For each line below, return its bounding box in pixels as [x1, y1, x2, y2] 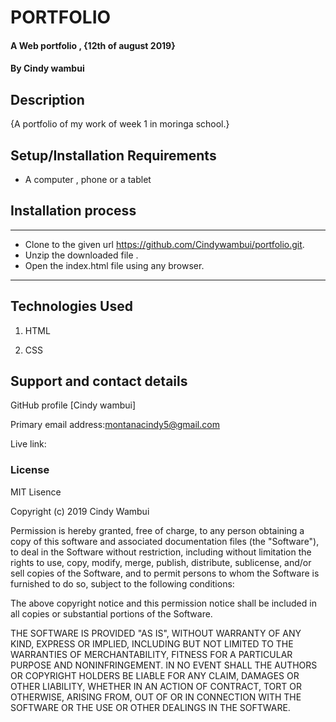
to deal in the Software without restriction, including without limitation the [10, 546, 312, 558]
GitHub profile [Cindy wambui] [10, 399, 137, 411]
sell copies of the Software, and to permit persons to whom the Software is [10, 567, 320, 579]
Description [10, 91, 85, 108]
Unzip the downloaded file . [24, 249, 139, 261]
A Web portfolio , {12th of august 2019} [10, 39, 176, 51]
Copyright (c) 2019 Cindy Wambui [10, 505, 150, 517]
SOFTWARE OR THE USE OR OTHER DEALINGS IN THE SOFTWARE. [10, 701, 291, 713]
